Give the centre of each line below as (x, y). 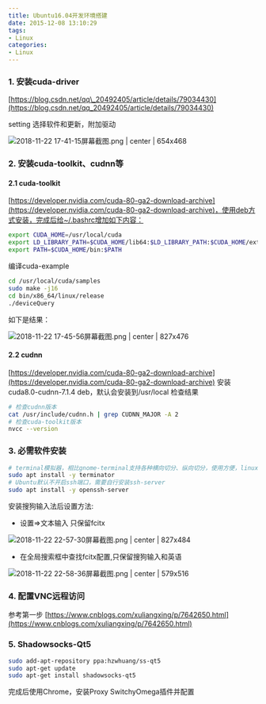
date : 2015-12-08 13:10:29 (53, 23)
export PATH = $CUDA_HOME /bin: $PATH (65, 250)
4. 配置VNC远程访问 (47, 596)
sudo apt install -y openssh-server (68, 490)
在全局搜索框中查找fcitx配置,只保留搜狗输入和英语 (101, 557)
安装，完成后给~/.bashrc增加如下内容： (79, 220)
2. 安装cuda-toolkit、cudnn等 (66, 163)
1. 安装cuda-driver (44, 82)
